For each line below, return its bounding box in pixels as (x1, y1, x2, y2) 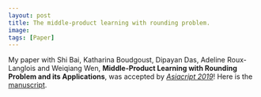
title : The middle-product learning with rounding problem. (8, 19, 211, 27)
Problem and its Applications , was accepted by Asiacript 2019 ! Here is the (8, 72, 253, 81)
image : (8, 26, 30, 34)
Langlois (8, 64, 36, 73)
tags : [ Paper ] (8, 33, 55, 42)
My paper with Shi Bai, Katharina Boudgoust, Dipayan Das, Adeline (8, 55, 225, 65)
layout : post (8, 11, 51, 20)
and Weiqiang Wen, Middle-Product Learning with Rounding (37, 64, 237, 73)
